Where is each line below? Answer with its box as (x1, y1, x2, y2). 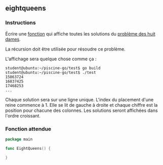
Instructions (5, 19, 36, 26)
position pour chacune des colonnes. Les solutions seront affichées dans (5, 107, 158, 113)
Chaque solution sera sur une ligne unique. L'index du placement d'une (5, 96, 154, 103)
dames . (5, 36, 21, 42)
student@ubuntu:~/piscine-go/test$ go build (5, 65, 101, 70)
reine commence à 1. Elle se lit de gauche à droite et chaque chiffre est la (5, 102, 158, 108)
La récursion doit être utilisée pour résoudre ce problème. (5, 46, 126, 52)
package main (5, 137, 33, 142)
